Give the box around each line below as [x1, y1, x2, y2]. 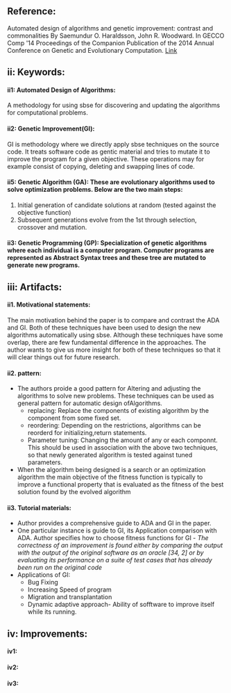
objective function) [17, 208, 71, 216]
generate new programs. [7, 261, 80, 270]
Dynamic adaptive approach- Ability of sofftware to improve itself [27, 601, 215, 609]
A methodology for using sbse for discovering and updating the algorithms [7, 101, 221, 110]
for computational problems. [7, 108, 89, 117]
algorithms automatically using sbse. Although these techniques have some [7, 331, 223, 339]
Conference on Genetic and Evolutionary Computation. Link [7, 46, 178, 54]
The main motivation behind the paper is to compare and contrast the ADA [7, 316, 220, 324]
